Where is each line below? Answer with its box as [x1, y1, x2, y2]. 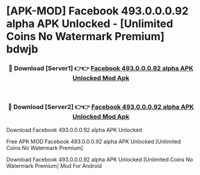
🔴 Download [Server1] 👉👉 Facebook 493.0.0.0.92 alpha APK [8, 64, 193, 73]
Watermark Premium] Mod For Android [6, 162, 102, 169]
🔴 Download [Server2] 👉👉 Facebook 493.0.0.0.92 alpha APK [8, 103, 194, 111]
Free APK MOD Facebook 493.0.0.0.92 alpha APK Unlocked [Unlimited [6, 138, 181, 145]
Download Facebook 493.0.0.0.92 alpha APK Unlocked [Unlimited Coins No [6, 156, 193, 163]
